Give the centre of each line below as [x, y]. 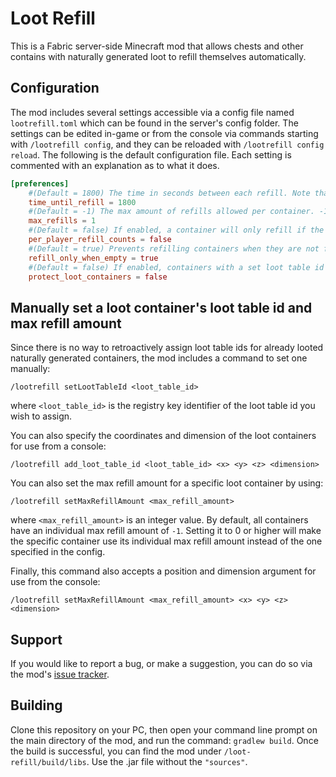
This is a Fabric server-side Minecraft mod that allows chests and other [157, 46]
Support [36, 639]
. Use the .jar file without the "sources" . [167, 761]
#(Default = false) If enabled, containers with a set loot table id [176, 267]
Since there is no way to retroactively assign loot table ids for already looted [167, 348]
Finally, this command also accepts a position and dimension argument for [163, 571]
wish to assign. [41, 416]
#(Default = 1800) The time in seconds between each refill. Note [169, 193]
